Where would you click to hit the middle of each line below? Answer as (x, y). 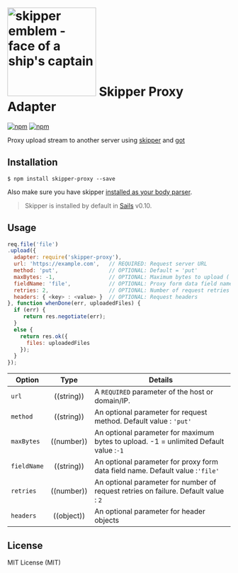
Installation (33, 163)
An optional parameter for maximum (154, 433)
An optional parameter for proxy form (156, 462)
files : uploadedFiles (58, 343)
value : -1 (109, 450)
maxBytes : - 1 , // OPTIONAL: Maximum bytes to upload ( (122, 277)
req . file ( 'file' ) (33, 244)
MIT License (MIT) (34, 562)
